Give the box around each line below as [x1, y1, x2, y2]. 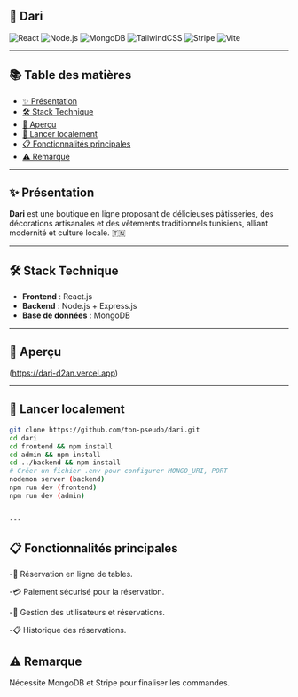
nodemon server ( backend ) [9, 475, 105, 484]
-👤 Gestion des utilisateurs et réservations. [9, 607, 166, 618]
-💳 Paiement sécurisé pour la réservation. [9, 587, 165, 598]
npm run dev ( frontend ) [9, 483, 98, 492]
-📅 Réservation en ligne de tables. [9, 569, 133, 580]
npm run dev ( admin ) [9, 491, 86, 500]
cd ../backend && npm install [9, 458, 122, 467]
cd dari [9, 433, 38, 442]
